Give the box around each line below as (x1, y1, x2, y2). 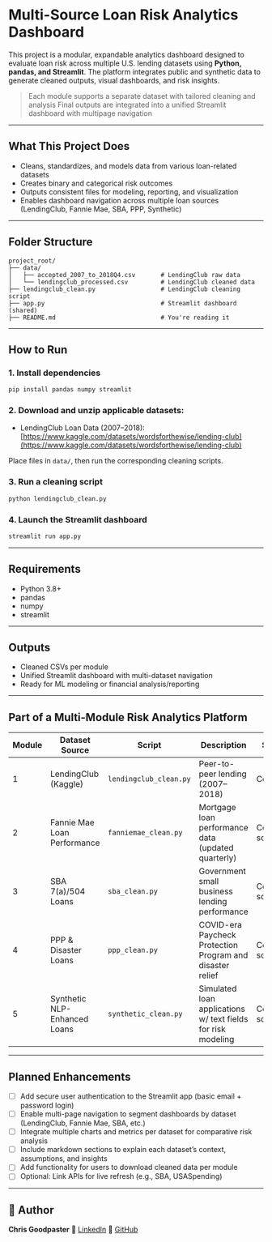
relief (198, 970, 219, 981)
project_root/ (8, 257, 57, 265)
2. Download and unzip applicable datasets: (8, 405, 185, 416)
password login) (19, 1100, 74, 1111)
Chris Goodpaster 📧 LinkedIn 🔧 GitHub (8, 1225, 138, 1235)
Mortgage (198, 802, 236, 813)
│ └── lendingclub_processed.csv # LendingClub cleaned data (8, 278, 255, 286)
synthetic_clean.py (108, 1009, 183, 1018)
